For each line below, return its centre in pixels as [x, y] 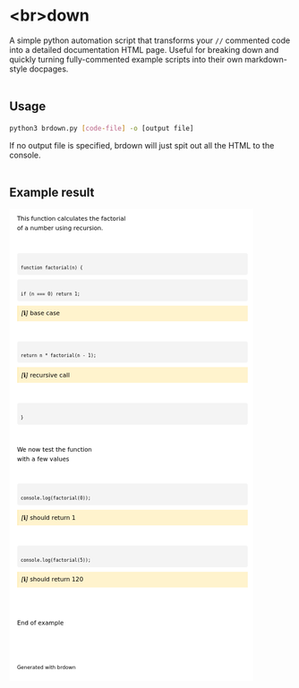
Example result [52, 193]
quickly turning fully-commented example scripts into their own [126, 59]
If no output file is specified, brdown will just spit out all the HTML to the [142, 145]
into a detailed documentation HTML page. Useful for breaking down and [144, 49]
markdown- [266, 59]
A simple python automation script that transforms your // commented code [150, 40]
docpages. [49, 69]
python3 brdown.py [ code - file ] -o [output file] [102, 128]
